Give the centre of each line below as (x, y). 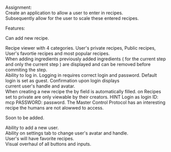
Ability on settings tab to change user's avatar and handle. (67, 133)
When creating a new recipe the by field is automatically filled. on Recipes (83, 91)
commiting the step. (26, 70)
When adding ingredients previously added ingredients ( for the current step (86, 59)
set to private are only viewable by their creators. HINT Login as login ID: (82, 97)
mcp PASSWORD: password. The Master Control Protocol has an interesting (85, 102)
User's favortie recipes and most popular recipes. (58, 53)
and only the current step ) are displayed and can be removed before (78, 64)
